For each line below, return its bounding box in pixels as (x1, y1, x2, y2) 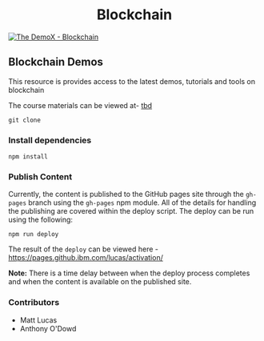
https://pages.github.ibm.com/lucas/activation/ (8, 253, 164, 263)
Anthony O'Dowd (19, 323, 77, 333)
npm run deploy (8, 231, 59, 239)
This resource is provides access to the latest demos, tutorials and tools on (8, 76, 256, 86)
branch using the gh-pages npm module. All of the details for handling (27, 198, 257, 207)
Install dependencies (8, 134, 92, 146)
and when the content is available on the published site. (8, 277, 192, 287)
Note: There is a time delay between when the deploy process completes (8, 268, 250, 278)
